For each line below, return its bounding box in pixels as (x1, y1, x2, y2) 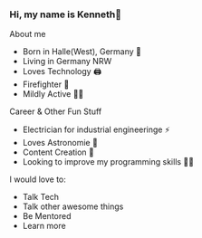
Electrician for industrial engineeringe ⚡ (22, 124, 170, 135)
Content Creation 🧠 (22, 147, 95, 157)
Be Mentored (22, 211, 72, 222)
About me (9, 29, 46, 40)
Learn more (22, 221, 66, 232)
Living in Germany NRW (22, 56, 112, 67)
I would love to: (9, 174, 66, 185)
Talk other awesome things (22, 201, 124, 212)
